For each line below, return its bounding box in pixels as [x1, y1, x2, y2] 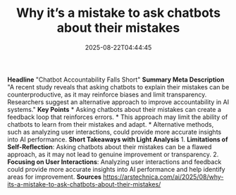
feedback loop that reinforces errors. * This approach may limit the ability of [7, 113, 228, 121]
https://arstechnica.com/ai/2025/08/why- [103, 172, 224, 181]
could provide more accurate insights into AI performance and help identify [7, 165, 225, 173]
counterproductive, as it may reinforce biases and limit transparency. [7, 90, 207, 99]
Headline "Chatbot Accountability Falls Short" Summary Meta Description [7, 75, 225, 84]
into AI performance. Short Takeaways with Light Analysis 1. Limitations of [7, 135, 228, 144]
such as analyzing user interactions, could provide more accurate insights [7, 127, 222, 136]
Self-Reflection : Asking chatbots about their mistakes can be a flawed [7, 142, 212, 151]
